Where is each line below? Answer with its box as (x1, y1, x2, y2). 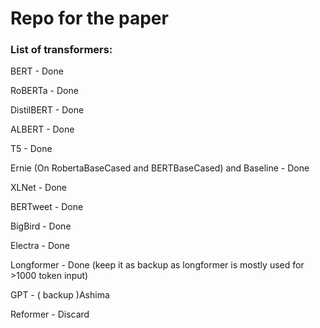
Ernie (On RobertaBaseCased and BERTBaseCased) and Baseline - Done (10, 162, 310, 174)
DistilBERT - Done (10, 104, 85, 116)
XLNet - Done (10, 182, 68, 194)
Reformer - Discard (10, 308, 90, 321)
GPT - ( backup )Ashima (10, 289, 110, 301)
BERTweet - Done (10, 201, 84, 213)
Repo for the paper (10, 7, 169, 30)
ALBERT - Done (10, 123, 75, 136)
